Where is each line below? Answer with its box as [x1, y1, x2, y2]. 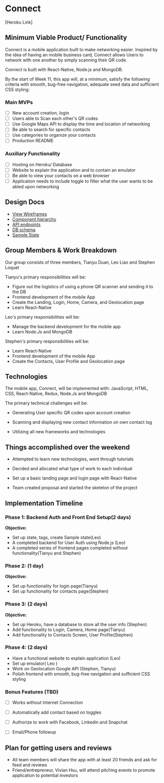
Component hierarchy [12, 216, 56, 222]
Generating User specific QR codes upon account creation [12, 410, 131, 416]
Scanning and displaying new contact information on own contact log [12, 419, 152, 425]
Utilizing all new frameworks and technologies [12, 429, 106, 435]
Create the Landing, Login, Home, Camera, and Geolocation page [12, 299, 144, 305]
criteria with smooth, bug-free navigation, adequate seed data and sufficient [5, 81, 159, 87]
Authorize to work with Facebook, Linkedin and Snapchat [12, 719, 128, 725]
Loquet [5, 264, 20, 271]
